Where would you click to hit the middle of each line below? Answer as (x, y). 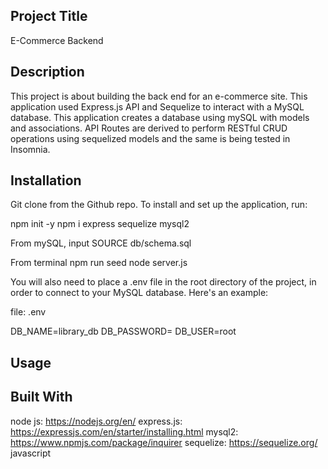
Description (47, 72)
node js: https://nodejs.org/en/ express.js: (96, 421)
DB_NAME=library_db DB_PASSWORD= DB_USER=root (123, 331)
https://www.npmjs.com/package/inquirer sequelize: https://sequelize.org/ (164, 442)
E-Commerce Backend (57, 40)
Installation (46, 180)
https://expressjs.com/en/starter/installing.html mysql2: (124, 431)
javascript (31, 453)
